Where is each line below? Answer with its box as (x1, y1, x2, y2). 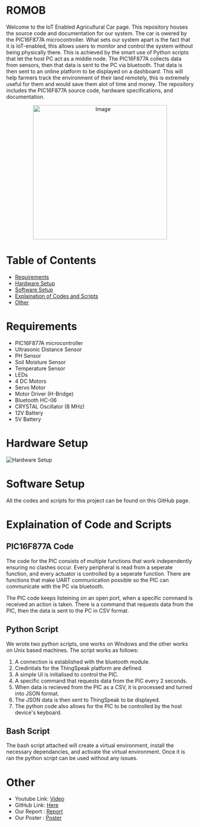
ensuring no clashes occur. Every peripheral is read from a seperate (6, 564, 173, 571)
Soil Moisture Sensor (14, 358, 67, 365)
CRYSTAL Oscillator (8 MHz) (14, 402, 85, 410)
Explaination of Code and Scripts (6, 518, 172, 531)
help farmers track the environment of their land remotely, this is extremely (6, 74, 190, 81)
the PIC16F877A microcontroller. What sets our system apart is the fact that (6, 36, 190, 43)
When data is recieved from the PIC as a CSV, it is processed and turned (14, 683, 192, 690)
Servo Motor (14, 383, 46, 391)
